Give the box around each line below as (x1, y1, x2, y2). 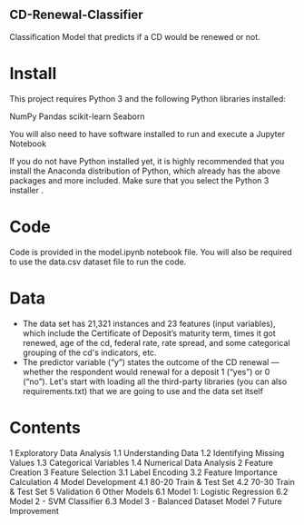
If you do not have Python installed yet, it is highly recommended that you (9, 155, 285, 166)
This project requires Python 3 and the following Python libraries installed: (9, 93, 286, 104)
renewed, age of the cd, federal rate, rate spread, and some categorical (22, 337, 290, 348)
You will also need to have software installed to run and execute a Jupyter (9, 128, 286, 139)
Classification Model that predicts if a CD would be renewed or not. (9, 31, 260, 42)
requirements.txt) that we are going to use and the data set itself (22, 385, 263, 396)
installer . (9, 184, 44, 195)
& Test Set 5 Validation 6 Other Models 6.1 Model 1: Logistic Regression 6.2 (9, 486, 289, 497)
